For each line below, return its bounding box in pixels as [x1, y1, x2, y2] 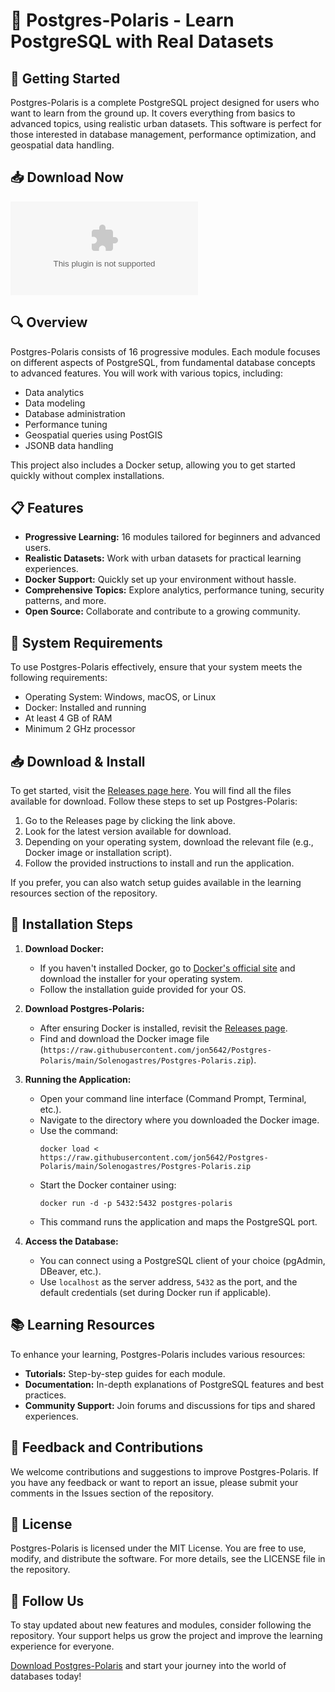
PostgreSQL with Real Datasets [10, 30, 274, 53]
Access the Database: [24, 1235, 119, 1247]
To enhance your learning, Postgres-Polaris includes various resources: [10, 1348, 306, 1360]
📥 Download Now [10, 169, 124, 186]
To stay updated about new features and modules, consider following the [10, 1619, 312, 1631]
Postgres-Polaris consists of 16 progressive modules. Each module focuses [10, 345, 321, 358]
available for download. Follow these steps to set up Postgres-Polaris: [10, 795, 298, 808]
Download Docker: [24, 942, 105, 954]
